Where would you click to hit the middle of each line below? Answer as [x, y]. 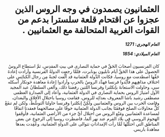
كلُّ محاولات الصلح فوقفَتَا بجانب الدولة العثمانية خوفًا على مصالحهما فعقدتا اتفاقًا [86, 108]
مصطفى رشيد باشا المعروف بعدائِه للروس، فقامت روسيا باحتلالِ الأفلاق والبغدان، [85, 98]
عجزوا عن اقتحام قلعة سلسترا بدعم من [88, 20]
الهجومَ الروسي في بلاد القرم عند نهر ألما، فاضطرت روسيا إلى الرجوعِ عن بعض [87, 119]
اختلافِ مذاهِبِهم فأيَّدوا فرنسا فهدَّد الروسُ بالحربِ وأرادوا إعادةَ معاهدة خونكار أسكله [83, 82]
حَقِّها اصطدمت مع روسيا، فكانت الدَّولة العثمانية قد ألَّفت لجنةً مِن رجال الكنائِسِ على [83, 77]
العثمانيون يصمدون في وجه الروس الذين [87, 9]
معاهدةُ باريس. [146, 129]
